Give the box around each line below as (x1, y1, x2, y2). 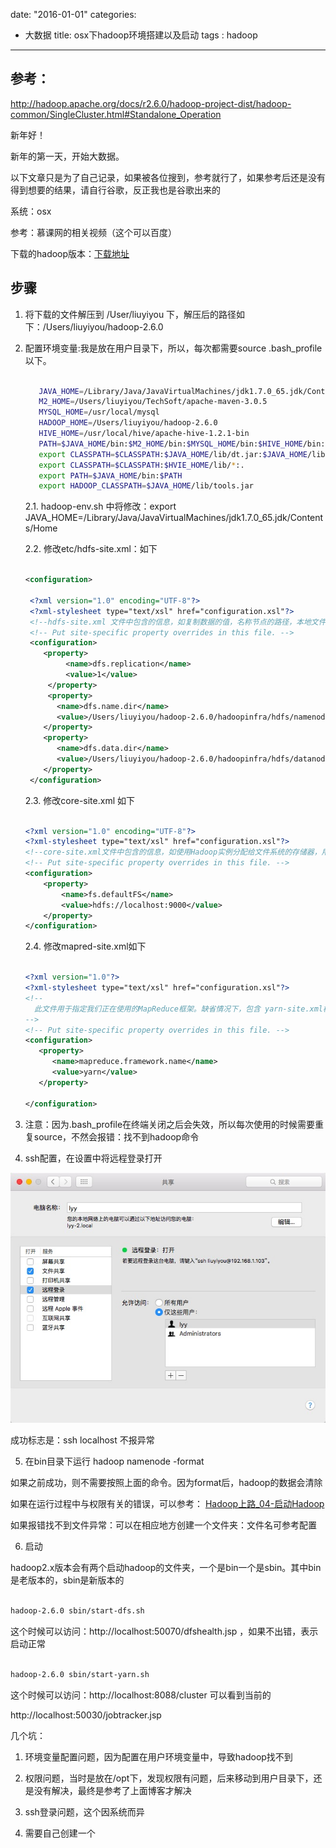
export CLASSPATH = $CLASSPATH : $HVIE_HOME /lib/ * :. (38, 460, 245, 470)
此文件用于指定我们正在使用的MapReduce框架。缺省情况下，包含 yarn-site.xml (34, 1004, 324, 1014)
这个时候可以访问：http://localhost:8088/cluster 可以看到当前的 (10, 1689, 272, 1701)
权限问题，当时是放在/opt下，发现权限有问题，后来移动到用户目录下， (24, 1772, 314, 1784)
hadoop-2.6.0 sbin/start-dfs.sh (10, 1606, 145, 1616)
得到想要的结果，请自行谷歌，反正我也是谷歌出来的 (10, 184, 221, 196)
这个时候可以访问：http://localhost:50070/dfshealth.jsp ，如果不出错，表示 (10, 1625, 319, 1637)
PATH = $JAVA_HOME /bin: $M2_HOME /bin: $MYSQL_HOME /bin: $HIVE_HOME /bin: (38, 439, 326, 449)
